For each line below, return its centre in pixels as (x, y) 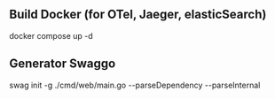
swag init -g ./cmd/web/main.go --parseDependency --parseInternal (135, 85)
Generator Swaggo (63, 64)
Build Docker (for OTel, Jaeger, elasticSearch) (138, 15)
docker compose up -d (51, 35)
